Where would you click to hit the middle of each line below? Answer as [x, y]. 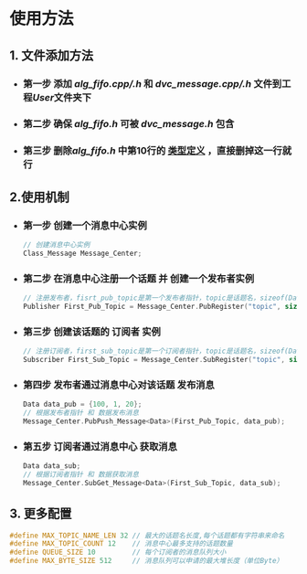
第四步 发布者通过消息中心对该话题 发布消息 [118, 385]
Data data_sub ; [52, 466]
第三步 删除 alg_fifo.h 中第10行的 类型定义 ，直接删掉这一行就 [157, 151]
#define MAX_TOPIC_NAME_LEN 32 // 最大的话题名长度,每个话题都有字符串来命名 [147, 536]
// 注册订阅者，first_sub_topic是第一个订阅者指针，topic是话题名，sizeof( [156, 351]
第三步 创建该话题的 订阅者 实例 [92, 332]
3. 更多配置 [41, 514]
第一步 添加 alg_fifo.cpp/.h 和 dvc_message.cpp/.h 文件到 [152, 83]
